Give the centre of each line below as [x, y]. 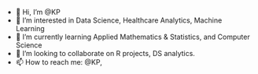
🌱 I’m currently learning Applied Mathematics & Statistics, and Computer [133, 37]
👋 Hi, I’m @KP [38, 12]
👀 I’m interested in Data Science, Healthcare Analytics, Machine [119, 20]
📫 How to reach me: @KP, [59, 62]
